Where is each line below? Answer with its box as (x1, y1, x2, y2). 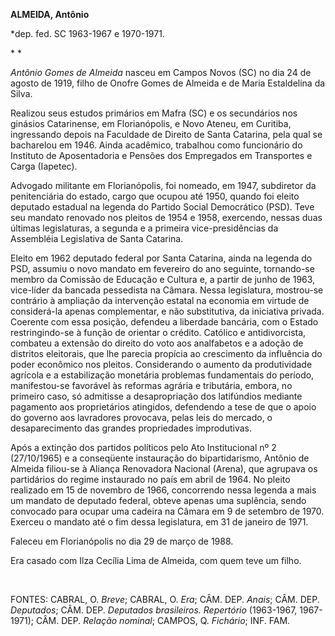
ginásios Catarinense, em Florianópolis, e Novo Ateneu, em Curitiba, (10, 118, 292, 129)
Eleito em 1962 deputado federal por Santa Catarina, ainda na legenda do (10, 252, 313, 264)
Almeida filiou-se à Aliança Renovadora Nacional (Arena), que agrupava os (10, 463, 318, 474)
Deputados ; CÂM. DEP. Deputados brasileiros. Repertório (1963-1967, (10, 604, 298, 616)
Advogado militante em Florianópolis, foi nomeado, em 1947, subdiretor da (10, 180, 317, 191)
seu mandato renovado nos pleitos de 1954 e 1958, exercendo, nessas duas (10, 212, 323, 223)
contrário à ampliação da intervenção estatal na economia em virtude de (10, 295, 310, 306)
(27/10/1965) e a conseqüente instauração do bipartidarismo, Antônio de (10, 452, 310, 464)
